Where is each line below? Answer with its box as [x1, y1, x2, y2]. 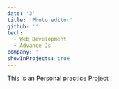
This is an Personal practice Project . [7, 74, 113, 82]
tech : [7, 29, 23, 37]
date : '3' [7, 10, 36, 17]
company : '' [7, 49, 42, 56]
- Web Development [13, 36, 68, 43]
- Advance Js [13, 42, 51, 49]
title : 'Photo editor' [7, 17, 73, 23]
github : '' [7, 23, 39, 30]
